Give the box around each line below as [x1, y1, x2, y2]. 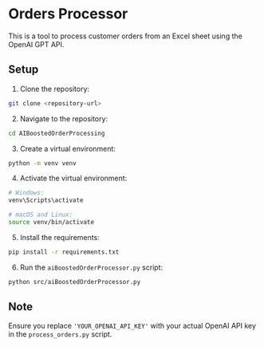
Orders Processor [8, 5, 128, 23]
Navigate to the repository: [19, 113, 108, 124]
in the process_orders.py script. [8, 329, 112, 339]
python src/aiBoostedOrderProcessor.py [8, 278, 141, 286]
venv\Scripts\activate [8, 196, 84, 204]
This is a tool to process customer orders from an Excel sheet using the [8, 31, 243, 41]
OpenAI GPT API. [8, 39, 65, 49]
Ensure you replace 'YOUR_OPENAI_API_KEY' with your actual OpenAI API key [8, 321, 257, 331]
